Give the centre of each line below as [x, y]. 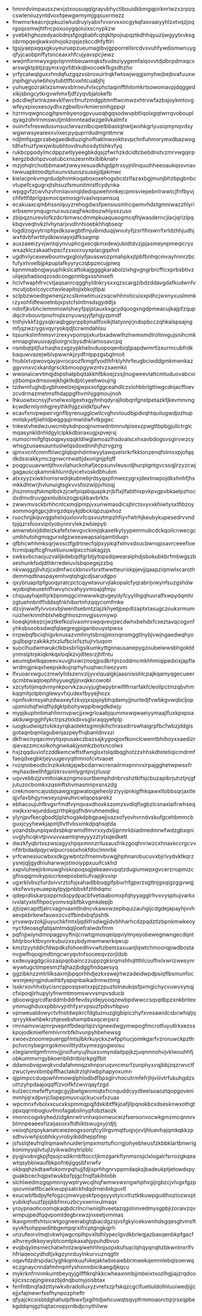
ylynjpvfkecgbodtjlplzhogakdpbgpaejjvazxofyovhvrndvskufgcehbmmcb [103, 817]
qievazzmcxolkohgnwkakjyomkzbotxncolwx [68, 745]
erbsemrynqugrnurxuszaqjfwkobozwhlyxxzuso [72, 211]
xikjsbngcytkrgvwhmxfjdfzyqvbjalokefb [62, 94]
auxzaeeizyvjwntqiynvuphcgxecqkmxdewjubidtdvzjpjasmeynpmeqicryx [103, 244]
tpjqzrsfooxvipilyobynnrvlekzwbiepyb [59, 524]
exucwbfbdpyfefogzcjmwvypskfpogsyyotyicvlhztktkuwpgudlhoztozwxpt [104, 1195]
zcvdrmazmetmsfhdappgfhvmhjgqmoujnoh [67, 393]
